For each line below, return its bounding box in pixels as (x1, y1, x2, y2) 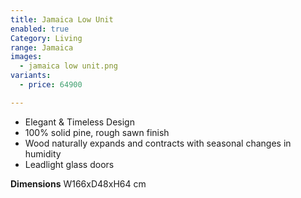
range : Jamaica (10, 42, 74, 53)
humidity (24, 147, 62, 160)
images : (10, 52, 43, 62)
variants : (10, 71, 52, 81)
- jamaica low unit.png (19, 61, 118, 71)
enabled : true (10, 24, 70, 34)
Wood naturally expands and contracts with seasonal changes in (24, 137, 292, 149)
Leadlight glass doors (24, 158, 115, 170)
